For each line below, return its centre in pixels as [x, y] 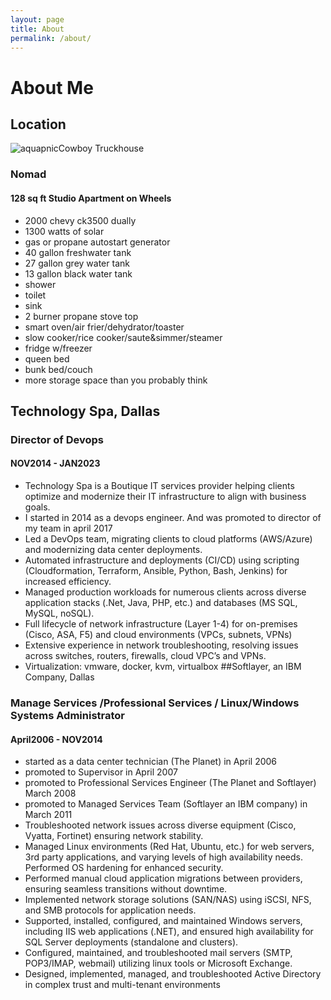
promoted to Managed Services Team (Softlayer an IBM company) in [166, 804]
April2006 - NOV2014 [56, 739]
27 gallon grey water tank [77, 263]
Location [38, 124]
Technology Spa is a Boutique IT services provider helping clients [159, 486]
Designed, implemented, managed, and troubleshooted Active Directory [173, 974]
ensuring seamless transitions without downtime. [126, 889]
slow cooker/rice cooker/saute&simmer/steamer [123, 337]
